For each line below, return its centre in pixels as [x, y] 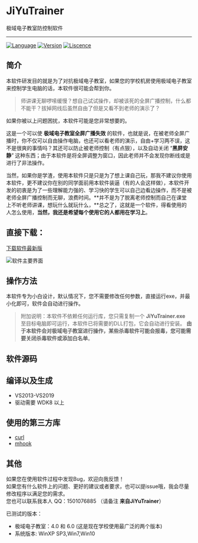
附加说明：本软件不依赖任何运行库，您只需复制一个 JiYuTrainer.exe [103, 316]
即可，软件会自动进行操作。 [50, 304]
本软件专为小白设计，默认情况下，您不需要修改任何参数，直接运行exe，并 [96, 296]
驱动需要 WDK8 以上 [39, 402]
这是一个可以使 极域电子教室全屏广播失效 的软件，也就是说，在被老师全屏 [95, 133]
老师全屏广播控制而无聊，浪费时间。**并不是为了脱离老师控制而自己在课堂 [97, 197]
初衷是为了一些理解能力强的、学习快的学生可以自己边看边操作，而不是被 [104, 190]
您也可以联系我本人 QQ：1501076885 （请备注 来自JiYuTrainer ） [85, 501]
